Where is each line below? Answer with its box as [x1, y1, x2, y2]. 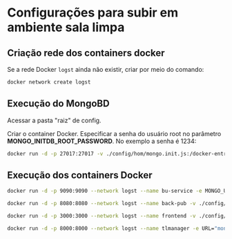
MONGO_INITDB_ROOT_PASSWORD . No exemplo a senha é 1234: [7, 137, 197, 145]
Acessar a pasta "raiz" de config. [7, 116, 101, 124]
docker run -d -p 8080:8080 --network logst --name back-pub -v [7, 200, 196, 207]
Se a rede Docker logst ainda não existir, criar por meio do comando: [7, 66, 204, 73]
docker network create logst [7, 79, 91, 86]
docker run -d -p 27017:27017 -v [7, 150, 104, 157]
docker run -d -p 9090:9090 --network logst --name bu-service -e [7, 188, 202, 195]
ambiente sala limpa [7, 19, 125, 35]
